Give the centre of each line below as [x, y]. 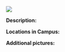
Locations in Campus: [33, 32]
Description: [21, 20]
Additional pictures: [30, 43]
